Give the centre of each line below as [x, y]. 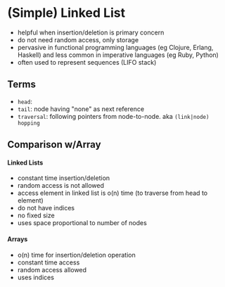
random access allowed [52, 269]
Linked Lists [25, 162]
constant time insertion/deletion [64, 178]
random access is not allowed [60, 186]
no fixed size [36, 215]
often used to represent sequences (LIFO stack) [87, 62]
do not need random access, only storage [78, 39]
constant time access [49, 262]
